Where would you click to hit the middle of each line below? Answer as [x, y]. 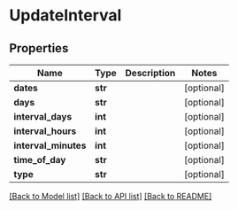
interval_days [43, 117]
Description [150, 73]
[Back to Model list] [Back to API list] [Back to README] [111, 196]
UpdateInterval [65, 16]
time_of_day [40, 160]
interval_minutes [50, 145]
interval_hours [45, 131]
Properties [39, 48]
